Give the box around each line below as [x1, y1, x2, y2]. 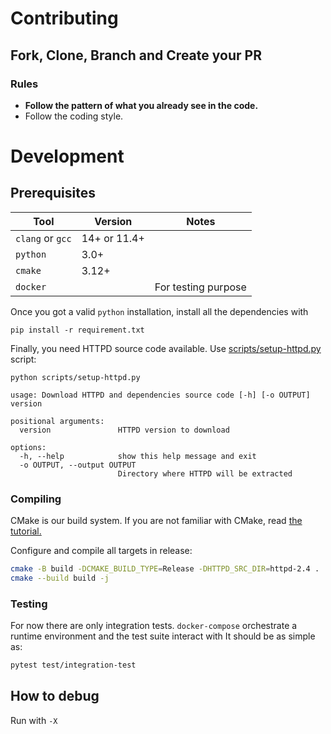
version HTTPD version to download [19, 425, 230, 435]
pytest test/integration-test [10, 660, 137, 671]
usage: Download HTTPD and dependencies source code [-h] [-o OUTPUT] [10, 390, 311, 400]
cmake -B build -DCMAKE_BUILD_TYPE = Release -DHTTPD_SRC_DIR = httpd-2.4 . [10, 564, 320, 574]
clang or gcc [15, 231, 72, 245]
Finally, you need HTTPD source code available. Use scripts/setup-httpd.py [10, 342, 322, 354]
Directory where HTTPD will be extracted [117, 468, 293, 479]
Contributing [10, 7, 119, 30]
